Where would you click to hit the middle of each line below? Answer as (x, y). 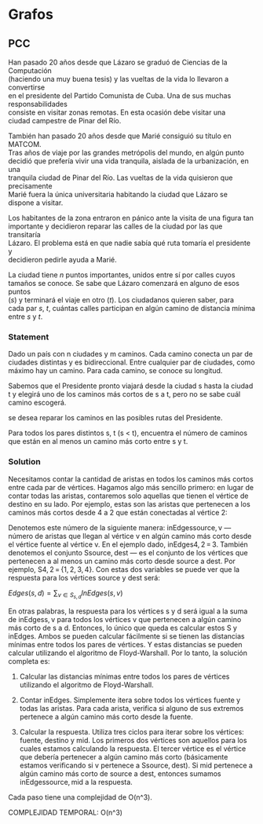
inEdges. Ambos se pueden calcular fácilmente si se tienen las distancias (126, 636)
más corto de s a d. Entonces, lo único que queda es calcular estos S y (123, 628)
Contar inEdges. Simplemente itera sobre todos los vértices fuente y (130, 700)
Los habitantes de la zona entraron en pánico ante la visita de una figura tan (131, 218)
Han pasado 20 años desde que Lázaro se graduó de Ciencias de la (118, 62)
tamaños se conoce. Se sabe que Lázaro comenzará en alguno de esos (124, 283)
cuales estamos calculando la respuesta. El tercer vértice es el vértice (133, 749)
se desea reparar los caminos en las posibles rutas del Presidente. (115, 418)
